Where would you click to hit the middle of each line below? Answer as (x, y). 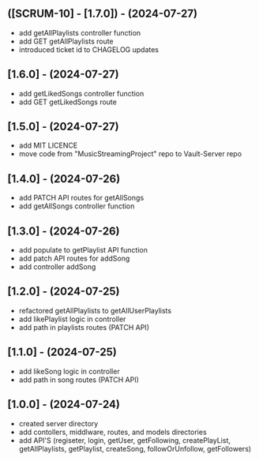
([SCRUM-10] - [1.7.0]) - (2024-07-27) (103, 14)
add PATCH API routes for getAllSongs (81, 198)
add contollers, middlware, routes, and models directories (113, 432)
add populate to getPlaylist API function (83, 250)
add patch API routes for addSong (74, 259)
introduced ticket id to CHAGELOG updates (89, 49)
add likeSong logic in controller (69, 371)
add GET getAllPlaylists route (66, 41)
